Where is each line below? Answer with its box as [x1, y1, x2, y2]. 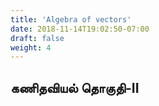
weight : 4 [10, 42, 52, 53]
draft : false [10, 33, 65, 43]
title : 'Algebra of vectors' [10, 14, 132, 25]
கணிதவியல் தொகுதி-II [10, 79, 140, 96]
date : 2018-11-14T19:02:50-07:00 [10, 24, 150, 34]
